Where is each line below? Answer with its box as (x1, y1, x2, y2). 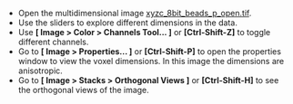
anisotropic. (17, 65, 64, 76)
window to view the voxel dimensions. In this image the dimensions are (17, 56, 285, 66)
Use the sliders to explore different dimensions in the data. (17, 17, 238, 28)
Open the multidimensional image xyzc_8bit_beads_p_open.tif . (17, 8, 252, 18)
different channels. (17, 36, 89, 47)
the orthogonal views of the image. (17, 85, 150, 95)
